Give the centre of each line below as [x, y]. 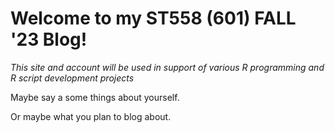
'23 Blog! [49, 39]
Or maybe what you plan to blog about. [91, 116]
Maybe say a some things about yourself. [95, 97]
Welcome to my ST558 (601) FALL [153, 18]
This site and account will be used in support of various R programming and [167, 67]
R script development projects [72, 78]
